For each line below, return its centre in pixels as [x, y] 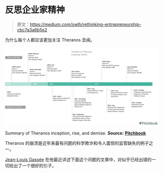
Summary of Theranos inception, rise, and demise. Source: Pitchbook [75, 133]
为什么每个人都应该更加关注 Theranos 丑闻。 [50, 40]
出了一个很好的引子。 [35, 165]
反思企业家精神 [35, 10]
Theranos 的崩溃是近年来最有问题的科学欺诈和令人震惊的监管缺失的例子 [77, 143]
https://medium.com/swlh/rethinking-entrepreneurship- [86, 24]
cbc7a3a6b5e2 [32, 30]
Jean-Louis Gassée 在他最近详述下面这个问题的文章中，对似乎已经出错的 [78, 159]
